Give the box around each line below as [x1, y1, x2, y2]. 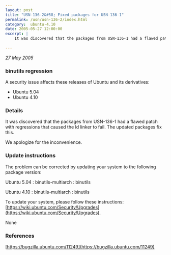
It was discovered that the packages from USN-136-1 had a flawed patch [5, 118, 158, 125]
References [5, 232, 35, 239]
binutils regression [5, 67, 53, 74]
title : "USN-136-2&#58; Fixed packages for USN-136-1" [5, 12, 124, 17]
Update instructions [5, 152, 56, 159]
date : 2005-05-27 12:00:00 [5, 27, 63, 32]
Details [5, 107, 23, 114]
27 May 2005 [5, 55, 34, 61]
